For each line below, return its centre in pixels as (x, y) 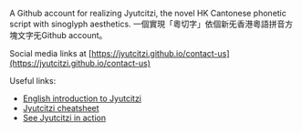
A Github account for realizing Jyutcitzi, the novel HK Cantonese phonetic (148, 13)
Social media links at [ (51, 53)
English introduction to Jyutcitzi (82, 98)
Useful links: (33, 81)
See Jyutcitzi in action (64, 118)
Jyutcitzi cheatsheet (61, 108)
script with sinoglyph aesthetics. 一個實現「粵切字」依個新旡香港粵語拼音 (147, 24)
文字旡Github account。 (62, 35)
